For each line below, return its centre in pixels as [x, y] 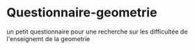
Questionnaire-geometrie [82, 13]
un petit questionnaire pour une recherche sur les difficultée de [97, 32]
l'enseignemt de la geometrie [48, 38]
